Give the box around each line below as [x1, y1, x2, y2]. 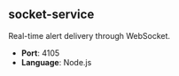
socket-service [8, 7, 95, 22]
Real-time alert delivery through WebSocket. [8, 30, 170, 41]
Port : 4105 [20, 48, 60, 58]
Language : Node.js [20, 57, 92, 67]
